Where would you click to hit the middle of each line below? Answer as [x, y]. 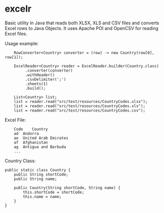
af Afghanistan [31, 143]
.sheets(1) [37, 84]
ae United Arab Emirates [41, 138]
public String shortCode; [41, 174]
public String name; [35, 179]
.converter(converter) [49, 70]
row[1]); [14, 57]
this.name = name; [42, 197]
